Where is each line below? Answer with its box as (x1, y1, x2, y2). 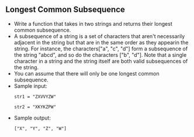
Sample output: (13, 114, 51, 121)
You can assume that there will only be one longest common (13, 70, 160, 77)
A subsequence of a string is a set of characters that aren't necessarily (13, 32, 185, 40)
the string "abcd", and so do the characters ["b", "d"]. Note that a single (13, 51, 187, 58)
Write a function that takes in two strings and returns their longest (13, 20, 173, 27)
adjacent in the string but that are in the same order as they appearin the (13, 39, 189, 46)
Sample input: (13, 82, 48, 90)
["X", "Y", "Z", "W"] (13, 125, 67, 131)
